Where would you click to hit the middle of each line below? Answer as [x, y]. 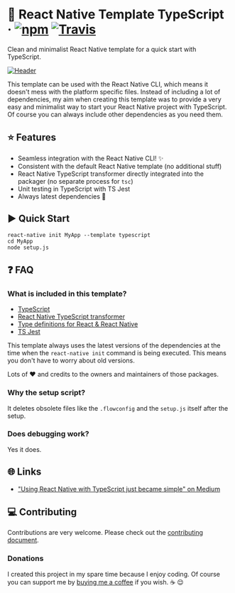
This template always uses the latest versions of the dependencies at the [114, 345]
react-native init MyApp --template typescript [79, 235]
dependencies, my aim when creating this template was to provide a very [114, 99]
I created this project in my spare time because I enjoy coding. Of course [114, 574]
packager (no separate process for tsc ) [75, 181]
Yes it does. [24, 449]
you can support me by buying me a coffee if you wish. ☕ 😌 [95, 582]
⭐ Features [32, 138]
